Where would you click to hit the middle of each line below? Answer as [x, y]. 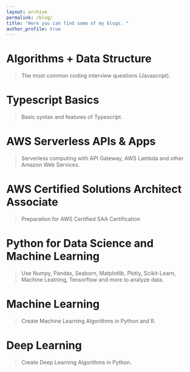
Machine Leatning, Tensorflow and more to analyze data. [92, 279]
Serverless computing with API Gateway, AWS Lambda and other [102, 158]
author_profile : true [34, 29]
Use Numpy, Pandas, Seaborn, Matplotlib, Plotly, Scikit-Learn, [98, 273]
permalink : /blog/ [29, 18]
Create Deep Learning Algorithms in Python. [76, 362]
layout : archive [27, 12]
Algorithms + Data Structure [79, 59]
